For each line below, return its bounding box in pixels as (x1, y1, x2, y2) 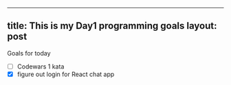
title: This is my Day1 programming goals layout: (7, 20, 217, 32)
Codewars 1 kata (16, 62, 65, 71)
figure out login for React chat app (16, 70, 115, 78)
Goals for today (7, 49, 51, 57)
